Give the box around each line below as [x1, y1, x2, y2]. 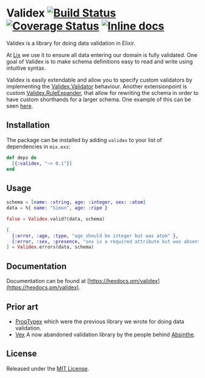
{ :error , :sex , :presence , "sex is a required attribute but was [12, 238, 182, 244]
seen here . [6, 102, 34, 110]
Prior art [6, 301, 38, 312]
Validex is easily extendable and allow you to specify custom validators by [6, 76, 193, 83]
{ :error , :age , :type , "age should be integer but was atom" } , [12, 233, 179, 239]
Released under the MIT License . [6, 365, 90, 372]
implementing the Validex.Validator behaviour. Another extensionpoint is [6, 83, 187, 90]
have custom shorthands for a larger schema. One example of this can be [6, 96, 191, 103]
